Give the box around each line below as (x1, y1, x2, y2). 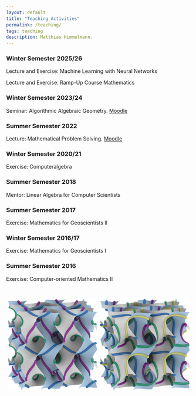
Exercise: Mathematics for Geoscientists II (6, 219, 108, 226)
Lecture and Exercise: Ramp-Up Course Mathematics (6, 79, 135, 86)
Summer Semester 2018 (6, 178, 76, 186)
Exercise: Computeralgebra (6, 163, 72, 170)
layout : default (6, 9, 46, 15)
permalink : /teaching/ (6, 22, 62, 28)
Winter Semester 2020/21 (6, 150, 82, 158)
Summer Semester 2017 (6, 206, 76, 214)
